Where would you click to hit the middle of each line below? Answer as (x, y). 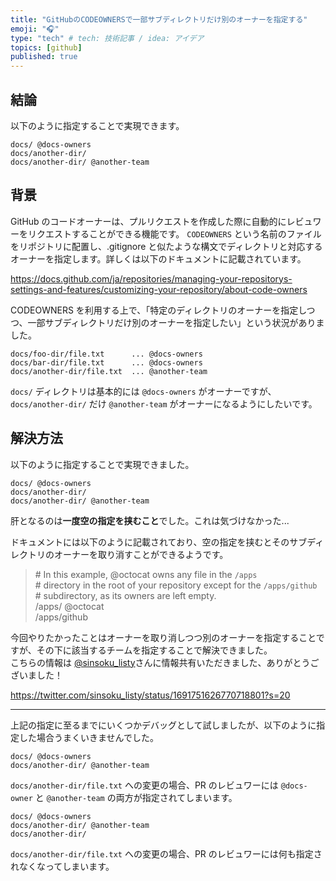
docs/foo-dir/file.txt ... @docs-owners (106, 354)
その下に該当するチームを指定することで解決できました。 (154, 650)
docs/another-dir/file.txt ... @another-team (109, 371)
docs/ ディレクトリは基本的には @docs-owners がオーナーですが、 (143, 391)
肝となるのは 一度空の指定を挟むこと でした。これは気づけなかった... (150, 520)
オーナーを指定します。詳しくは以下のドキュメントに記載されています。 (158, 258)
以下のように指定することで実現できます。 (97, 125)
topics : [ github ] (46, 47)
